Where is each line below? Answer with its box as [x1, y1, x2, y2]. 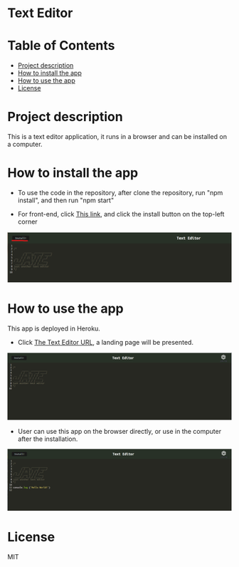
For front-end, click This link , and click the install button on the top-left [17, 210, 225, 218]
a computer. [7, 140, 43, 149]
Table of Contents [7, 38, 115, 54]
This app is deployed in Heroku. [7, 324, 101, 333]
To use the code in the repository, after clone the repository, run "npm [17, 189, 223, 197]
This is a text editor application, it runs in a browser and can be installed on [7, 132, 228, 141]
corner [17, 217, 38, 226]
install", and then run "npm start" [17, 196, 115, 204]
